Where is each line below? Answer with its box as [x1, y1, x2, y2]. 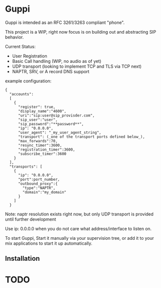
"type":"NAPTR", [22, 185, 56, 191]
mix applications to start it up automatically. [5, 240, 93, 246]
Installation [5, 254, 40, 263]
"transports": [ [9, 164, 42, 169]
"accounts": [9, 92, 34, 96]
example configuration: [5, 78, 52, 84]
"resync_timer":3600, [18, 143, 62, 148]
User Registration [12, 53, 47, 59]
